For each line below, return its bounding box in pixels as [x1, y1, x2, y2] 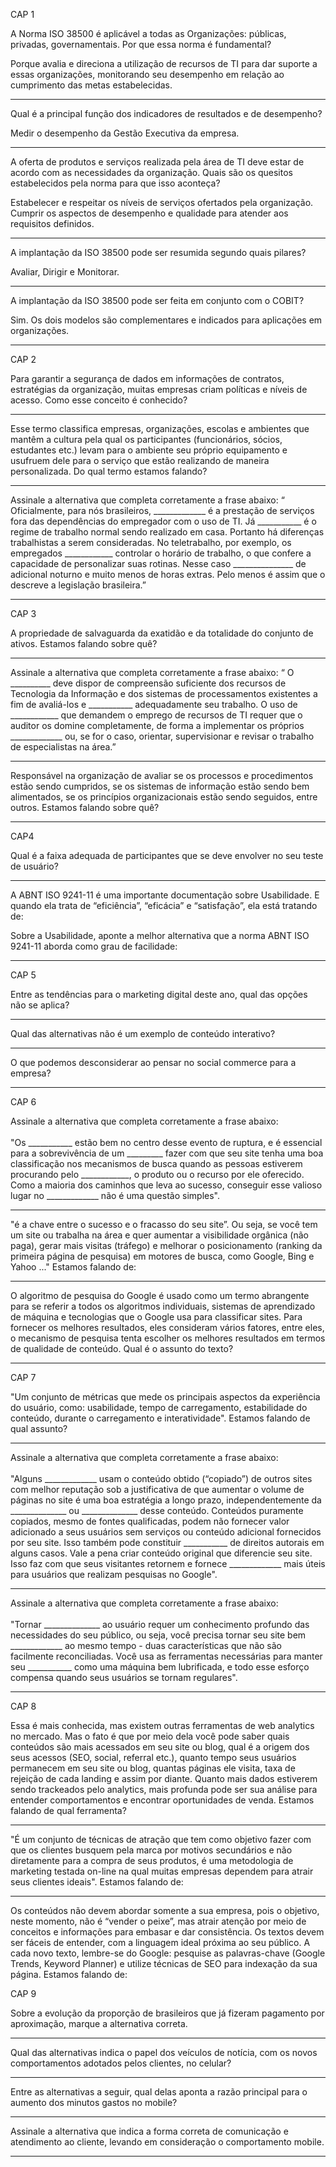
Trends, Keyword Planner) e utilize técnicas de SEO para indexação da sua [10, 1958, 318, 1969]
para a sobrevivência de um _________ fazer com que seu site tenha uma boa [10, 1147, 324, 1159]
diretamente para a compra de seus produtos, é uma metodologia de [10, 1855, 294, 1866]
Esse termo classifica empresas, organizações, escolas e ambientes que [10, 423, 310, 434]
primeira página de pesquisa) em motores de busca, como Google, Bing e [10, 1250, 315, 1262]
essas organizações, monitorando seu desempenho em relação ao [10, 69, 285, 80]
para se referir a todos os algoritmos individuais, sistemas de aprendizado [10, 1300, 316, 1312]
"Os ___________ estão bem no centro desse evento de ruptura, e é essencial [10, 1137, 323, 1148]
